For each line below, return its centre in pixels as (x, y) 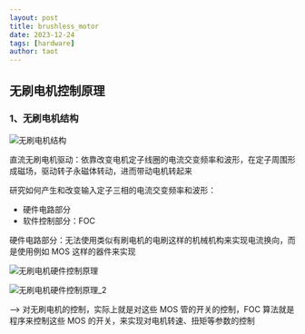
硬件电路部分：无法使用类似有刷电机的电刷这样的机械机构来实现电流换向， (148, 240)
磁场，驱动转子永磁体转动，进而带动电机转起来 (104, 171)
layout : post (34, 18)
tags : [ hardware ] (42, 43)
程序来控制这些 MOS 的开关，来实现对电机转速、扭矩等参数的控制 (133, 320)
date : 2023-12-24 (42, 34)
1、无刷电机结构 (44, 119)
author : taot (34, 52)
